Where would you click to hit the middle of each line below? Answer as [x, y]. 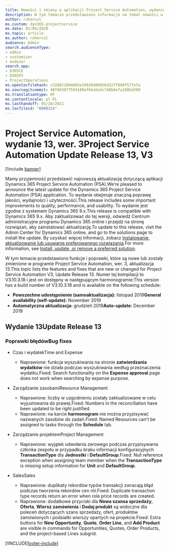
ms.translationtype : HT [30, 94]
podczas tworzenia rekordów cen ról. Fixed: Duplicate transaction [87, 490]
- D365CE [14, 71]
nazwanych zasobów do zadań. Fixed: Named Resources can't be [88, 419]
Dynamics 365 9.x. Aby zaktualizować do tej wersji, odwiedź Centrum [77, 216]
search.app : [18, 66]
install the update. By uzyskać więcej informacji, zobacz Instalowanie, [77, 237]
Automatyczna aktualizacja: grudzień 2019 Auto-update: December [84, 306]
